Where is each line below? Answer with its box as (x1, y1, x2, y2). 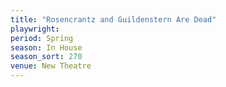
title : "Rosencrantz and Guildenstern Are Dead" (10, 14, 217, 25)
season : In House (10, 42, 83, 53)
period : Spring (10, 33, 74, 43)
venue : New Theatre (10, 61, 92, 71)
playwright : (10, 24, 60, 34)
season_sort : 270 (10, 52, 83, 62)
